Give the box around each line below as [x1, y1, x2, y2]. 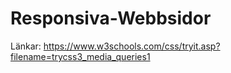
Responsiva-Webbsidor [10, 7, 212, 30]
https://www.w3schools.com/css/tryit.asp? [43, 40, 221, 52]
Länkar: [10, 40, 42, 52]
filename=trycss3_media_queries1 [10, 50, 151, 62]
